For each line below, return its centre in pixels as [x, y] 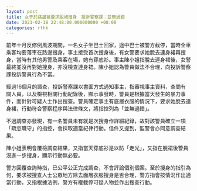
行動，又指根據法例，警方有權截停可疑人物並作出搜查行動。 [83, 182]
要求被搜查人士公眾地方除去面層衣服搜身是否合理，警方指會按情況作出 [101, 175]
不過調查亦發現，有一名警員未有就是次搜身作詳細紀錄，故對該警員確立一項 [96, 121]
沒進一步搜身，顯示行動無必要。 [45, 155]
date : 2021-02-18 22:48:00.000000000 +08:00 [61, 22]
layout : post [22, 11]
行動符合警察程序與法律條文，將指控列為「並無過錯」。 [87, 109]
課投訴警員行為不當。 [32, 74]
